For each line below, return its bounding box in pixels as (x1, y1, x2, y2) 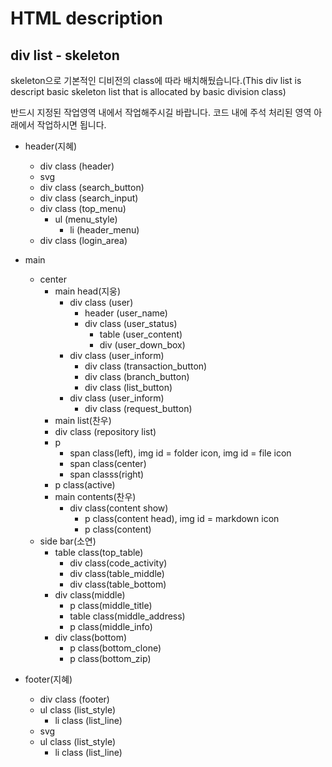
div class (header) (39, 160, 115, 172)
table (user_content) (99, 328, 183, 340)
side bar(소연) (39, 535, 97, 547)
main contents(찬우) (54, 491, 137, 502)
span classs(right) (69, 468, 145, 480)
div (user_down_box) (99, 339, 186, 351)
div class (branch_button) (84, 371, 190, 382)
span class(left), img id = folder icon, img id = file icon (69, 447, 292, 459)
